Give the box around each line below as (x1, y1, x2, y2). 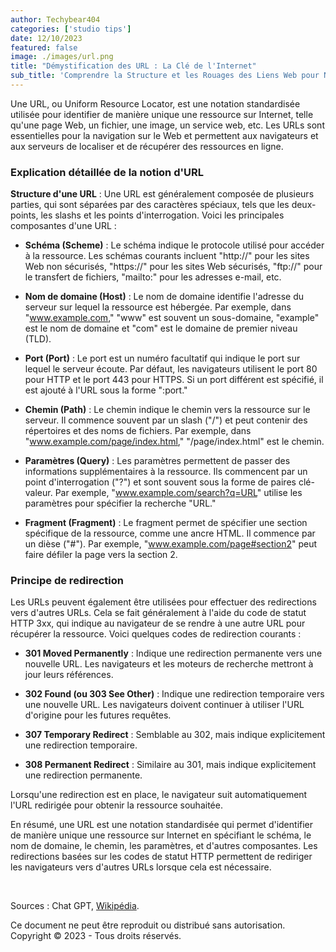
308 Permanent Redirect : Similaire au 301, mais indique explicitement (24, 759, 317, 771)
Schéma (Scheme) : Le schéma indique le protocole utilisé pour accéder (24, 239, 325, 251)
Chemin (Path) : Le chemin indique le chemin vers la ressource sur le (24, 404, 311, 416)
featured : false (10, 42, 78, 53)
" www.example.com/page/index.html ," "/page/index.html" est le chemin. (24, 436, 325, 448)
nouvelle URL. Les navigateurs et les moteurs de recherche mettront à (24, 658, 314, 670)
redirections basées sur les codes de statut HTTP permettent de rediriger (10, 851, 313, 863)
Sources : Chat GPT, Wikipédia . (10, 900, 140, 912)
